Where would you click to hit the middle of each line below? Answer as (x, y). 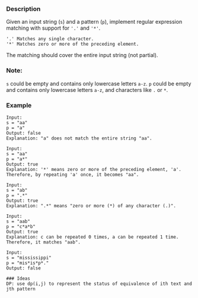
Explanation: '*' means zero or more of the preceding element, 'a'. (94, 169)
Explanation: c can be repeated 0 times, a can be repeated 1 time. (92, 237)
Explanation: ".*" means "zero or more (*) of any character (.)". (91, 206)
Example (19, 105)
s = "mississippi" (29, 258)
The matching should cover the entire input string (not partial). (82, 55)
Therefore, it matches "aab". (44, 242)
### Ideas (18, 278)
